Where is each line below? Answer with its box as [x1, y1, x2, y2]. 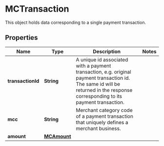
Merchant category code [76, 107, 133, 113]
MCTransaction [5, 3, 69, 15]
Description [92, 48, 121, 55]
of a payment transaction [76, 113, 133, 120]
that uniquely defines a [76, 119, 128, 126]
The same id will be [76, 80, 121, 87]
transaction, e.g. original [76, 68, 131, 75]
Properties [5, 34, 38, 42]
